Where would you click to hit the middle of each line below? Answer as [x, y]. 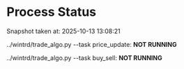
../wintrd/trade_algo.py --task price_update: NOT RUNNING [92, 44]
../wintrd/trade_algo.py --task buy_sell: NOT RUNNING [84, 58]
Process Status [52, 12]
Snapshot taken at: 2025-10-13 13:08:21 [63, 31]
